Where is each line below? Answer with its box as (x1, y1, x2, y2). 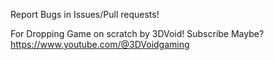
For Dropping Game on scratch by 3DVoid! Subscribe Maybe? (10, 28, 265, 39)
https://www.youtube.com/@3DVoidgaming (10, 39, 190, 50)
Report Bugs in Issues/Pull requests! (10, 9, 160, 20)
